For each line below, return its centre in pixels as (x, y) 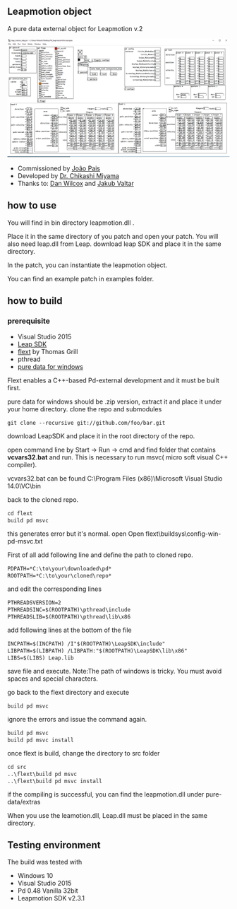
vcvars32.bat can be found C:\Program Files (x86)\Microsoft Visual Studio (115, 478)
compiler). (22, 464)
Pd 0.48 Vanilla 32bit (48, 891)
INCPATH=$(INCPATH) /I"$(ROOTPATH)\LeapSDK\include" (86, 644)
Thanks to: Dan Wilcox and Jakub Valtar (75, 184)
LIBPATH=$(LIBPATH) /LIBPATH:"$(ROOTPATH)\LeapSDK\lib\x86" (98, 651)
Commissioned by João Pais (59, 168)
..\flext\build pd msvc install (55, 781)
